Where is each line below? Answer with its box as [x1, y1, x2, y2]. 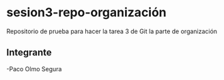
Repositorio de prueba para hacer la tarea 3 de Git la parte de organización [6, 27, 218, 35]
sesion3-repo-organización [6, 5, 167, 20]
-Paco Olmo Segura [6, 64, 62, 73]
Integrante [6, 47, 52, 58]
